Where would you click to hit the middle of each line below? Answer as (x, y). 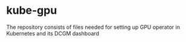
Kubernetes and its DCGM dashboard (53, 33)
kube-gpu (32, 10)
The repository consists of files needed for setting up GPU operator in (93, 27)
